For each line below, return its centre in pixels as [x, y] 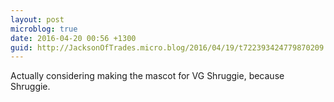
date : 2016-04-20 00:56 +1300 [73, 38]
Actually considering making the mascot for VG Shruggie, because [147, 76]
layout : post [37, 19]
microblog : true [44, 29]
